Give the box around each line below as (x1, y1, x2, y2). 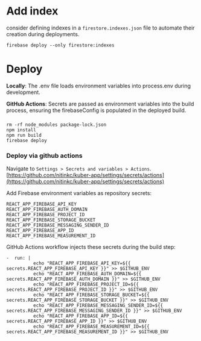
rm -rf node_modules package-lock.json (6, 122, 107, 128)
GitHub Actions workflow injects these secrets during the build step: (6, 243, 176, 251)
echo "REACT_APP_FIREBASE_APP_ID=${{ (33, 313, 129, 319)
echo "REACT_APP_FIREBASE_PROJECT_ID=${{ (33, 281, 139, 287)
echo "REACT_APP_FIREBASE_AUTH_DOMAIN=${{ (33, 271, 142, 277)
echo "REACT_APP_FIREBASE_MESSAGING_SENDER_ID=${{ (33, 302, 164, 308)
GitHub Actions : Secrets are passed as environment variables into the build (6, 100, 194, 107)
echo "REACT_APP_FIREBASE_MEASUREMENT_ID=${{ (33, 324, 150, 330)
